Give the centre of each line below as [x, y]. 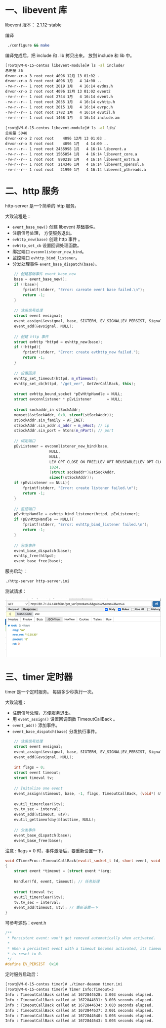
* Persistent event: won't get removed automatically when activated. [81, 938]
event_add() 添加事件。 [36, 725]
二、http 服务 [32, 191]
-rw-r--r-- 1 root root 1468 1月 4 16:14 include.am [62, 118]
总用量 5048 [16, 133]
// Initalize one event [39, 788]
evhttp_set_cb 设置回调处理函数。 [47, 245]
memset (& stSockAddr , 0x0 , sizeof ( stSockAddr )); [64, 415]
